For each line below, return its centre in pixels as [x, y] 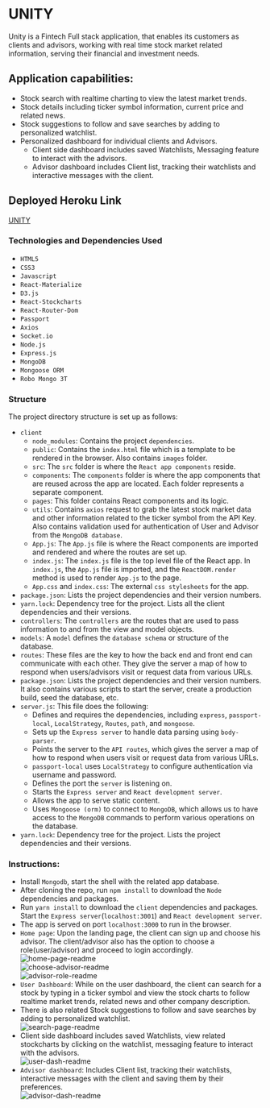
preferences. [41, 1087]
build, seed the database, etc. [69, 698]
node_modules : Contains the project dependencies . [113, 441]
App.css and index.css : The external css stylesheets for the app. [141, 587]
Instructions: [34, 865]
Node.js [33, 344]
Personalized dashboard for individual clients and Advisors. [118, 141]
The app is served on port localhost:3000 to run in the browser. [126, 924]
